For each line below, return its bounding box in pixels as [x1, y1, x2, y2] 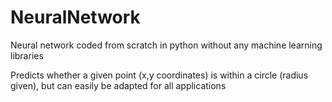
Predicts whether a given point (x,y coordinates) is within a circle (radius [10, 69, 309, 81]
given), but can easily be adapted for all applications [10, 79, 227, 91]
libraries [10, 49, 44, 61]
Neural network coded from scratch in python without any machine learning [10, 39, 323, 51]
